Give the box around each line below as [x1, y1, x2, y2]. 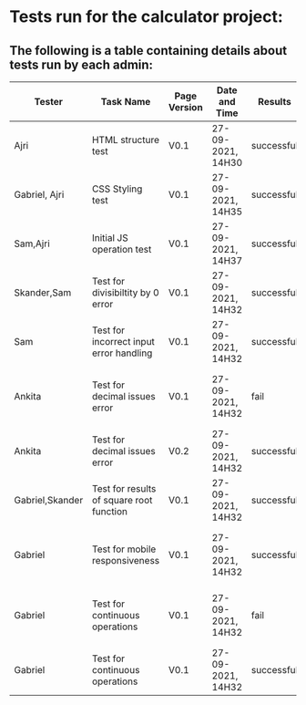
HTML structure [91, 134, 160, 146]
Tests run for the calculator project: [9, 6, 284, 27]
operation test [91, 244, 152, 255]
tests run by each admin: [9, 57, 153, 72]
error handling [91, 347, 153, 359]
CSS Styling [91, 182, 143, 195]
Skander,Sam [14, 286, 72, 298]
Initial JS [91, 232, 129, 244]
